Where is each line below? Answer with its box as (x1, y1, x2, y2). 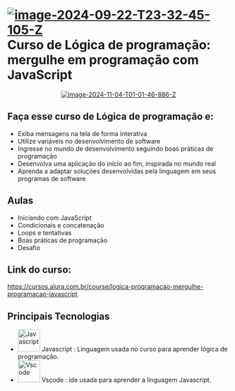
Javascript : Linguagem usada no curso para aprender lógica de (41, 345, 228, 354)
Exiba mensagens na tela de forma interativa (17, 129, 147, 137)
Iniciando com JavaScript (17, 213, 92, 222)
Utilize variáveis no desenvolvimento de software (17, 137, 161, 145)
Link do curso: (7, 263, 72, 275)
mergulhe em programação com (7, 52, 199, 68)
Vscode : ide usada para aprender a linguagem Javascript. (41, 376, 212, 384)
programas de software (17, 174, 86, 182)
